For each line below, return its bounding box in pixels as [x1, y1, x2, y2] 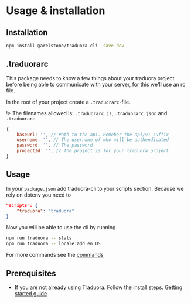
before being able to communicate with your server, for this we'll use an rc [6, 81, 186, 88]
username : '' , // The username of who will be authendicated [16, 137, 169, 143]
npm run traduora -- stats [6, 235, 72, 241]
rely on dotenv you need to [6, 191, 71, 198]
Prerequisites [6, 268, 56, 278]
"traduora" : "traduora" [16, 208, 75, 214]
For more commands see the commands [6, 252, 104, 259]
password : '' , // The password [16, 142, 93, 149]
